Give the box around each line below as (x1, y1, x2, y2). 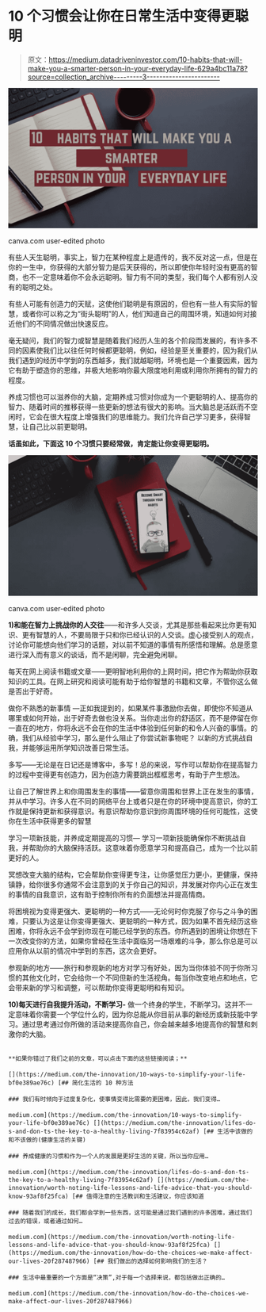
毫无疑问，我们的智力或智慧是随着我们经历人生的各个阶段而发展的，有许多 (8, 336, 251, 346)
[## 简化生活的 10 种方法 (58, 1079, 134, 1087)
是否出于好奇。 (8, 687, 57, 696)
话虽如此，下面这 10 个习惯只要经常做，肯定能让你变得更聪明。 (8, 439, 214, 449)
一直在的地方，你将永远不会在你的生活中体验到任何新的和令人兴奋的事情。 (8, 723, 251, 733)
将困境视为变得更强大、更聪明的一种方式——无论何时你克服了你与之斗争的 (8, 906, 251, 916)
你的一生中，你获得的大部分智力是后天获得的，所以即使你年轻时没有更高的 (8, 262, 251, 272)
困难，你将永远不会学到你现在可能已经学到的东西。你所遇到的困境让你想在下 (8, 926, 258, 935)
